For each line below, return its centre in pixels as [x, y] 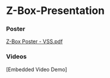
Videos [16, 56]
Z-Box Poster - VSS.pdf [35, 41]
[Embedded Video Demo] [37, 69]
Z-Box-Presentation [55, 11]
